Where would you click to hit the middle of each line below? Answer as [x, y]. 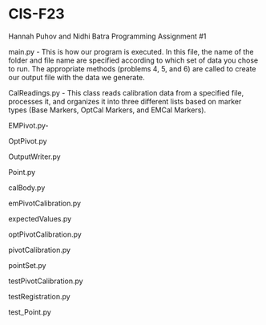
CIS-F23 [37, 14]
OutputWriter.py [35, 156]
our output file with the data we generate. [77, 77]
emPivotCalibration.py [45, 203]
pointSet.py [27, 265]
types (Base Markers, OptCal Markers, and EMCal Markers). [107, 110]
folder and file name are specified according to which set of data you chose [133, 60]
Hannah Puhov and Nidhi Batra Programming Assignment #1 [107, 36]
